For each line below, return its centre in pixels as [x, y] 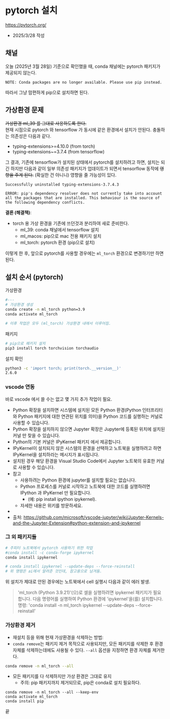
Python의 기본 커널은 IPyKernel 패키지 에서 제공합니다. [67, 442]
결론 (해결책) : [19, 212]
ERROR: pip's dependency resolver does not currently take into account [84, 193]
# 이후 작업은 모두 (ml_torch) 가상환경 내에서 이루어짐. [58, 323]
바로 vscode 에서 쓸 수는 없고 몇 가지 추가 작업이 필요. [59, 399]
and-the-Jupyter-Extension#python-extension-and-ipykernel [77, 523]
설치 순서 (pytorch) [34, 277]
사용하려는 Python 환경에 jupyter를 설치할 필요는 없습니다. [78, 480]
